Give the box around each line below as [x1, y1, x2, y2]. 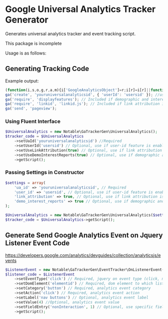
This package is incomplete [5, 40, 62, 46]
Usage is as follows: [5, 50, 46, 56]
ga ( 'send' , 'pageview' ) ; [5, 106, 57, 111]
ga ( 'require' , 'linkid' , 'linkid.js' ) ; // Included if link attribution [5, 101, 160, 106]
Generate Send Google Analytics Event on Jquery [5, 231, 163, 239]
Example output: [5, 77, 39, 83]
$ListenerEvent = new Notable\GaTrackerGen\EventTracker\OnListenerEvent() [5, 267, 166, 272]
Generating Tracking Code [5, 64, 89, 73]
